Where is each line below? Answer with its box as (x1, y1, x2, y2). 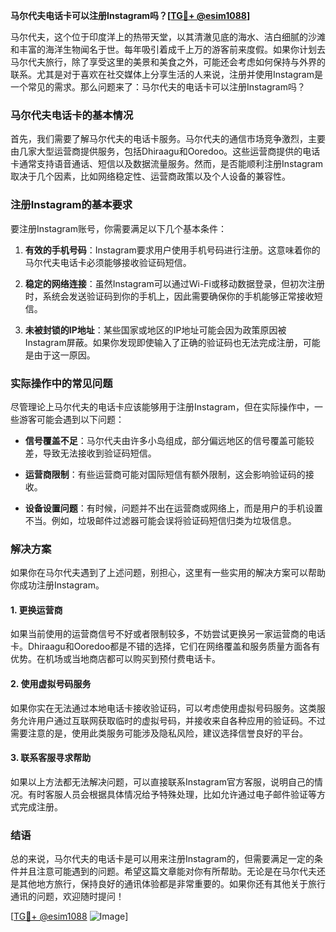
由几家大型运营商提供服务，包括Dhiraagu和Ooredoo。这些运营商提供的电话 (10, 145, 321, 158)
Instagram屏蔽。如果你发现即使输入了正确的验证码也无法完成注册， (24, 336, 303, 348)
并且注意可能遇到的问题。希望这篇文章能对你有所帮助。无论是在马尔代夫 (18, 865, 317, 878)
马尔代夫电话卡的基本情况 (10, 108, 134, 122)
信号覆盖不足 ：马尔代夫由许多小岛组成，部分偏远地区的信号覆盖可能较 (24, 434, 315, 446)
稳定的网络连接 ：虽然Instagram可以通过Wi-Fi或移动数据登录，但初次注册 (24, 277, 325, 289)
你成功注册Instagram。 (10, 579, 105, 591)
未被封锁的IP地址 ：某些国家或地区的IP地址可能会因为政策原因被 (24, 324, 287, 336)
